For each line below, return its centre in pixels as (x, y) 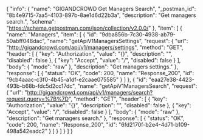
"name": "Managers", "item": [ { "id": (52, 35)
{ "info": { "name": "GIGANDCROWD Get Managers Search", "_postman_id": (101, 9)
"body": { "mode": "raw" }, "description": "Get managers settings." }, (92, 67)
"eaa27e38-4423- (171, 79)
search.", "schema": (31, 22)
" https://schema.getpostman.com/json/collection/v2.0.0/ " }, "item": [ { (94, 28)
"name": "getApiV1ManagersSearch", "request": (137, 86)
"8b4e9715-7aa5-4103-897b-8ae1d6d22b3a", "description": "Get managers (101, 15)
